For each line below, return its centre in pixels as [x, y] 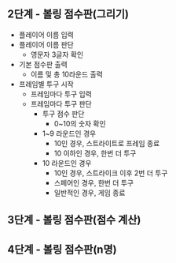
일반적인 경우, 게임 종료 [90, 193]
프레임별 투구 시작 [46, 84]
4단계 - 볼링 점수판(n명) [62, 249]
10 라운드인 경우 [67, 163]
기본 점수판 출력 [43, 64]
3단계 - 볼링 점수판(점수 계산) [74, 220]
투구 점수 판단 [63, 114]
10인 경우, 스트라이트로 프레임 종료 [107, 143]
